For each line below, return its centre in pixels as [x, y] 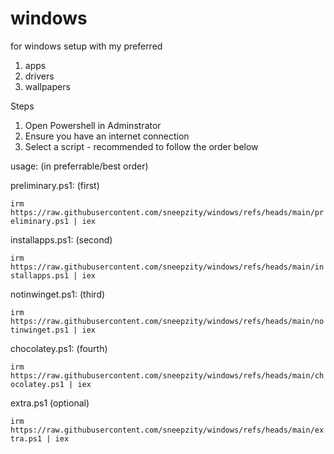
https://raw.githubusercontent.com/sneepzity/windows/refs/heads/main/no [167, 321]
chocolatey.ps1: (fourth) [59, 348]
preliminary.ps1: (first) [55, 185]
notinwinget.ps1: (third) [58, 294]
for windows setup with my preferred [86, 46]
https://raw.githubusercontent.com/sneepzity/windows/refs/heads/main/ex [167, 430]
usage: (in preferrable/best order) [79, 166]
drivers [39, 76]
